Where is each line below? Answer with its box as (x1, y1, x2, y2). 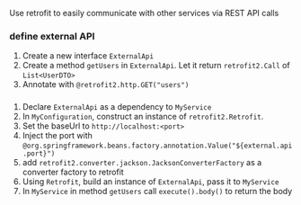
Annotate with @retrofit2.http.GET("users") (22, 79, 190, 90)
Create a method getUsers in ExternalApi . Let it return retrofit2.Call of (22, 60, 290, 71)
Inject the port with (22, 130, 93, 141)
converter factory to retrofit (22, 166, 124, 178)
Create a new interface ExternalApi (22, 50, 155, 61)
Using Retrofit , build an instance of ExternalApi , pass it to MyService (22, 176, 279, 187)
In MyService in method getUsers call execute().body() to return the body (22, 186, 293, 197)
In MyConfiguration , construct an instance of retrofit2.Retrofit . (22, 111, 264, 122)
